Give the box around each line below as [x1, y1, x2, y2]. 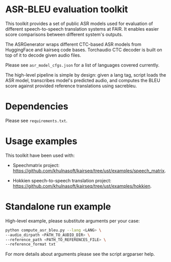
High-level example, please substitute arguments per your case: [5, 218, 140, 224]
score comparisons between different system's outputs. [5, 31, 124, 37]
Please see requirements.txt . [5, 117, 68, 124]
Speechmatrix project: [12, 162, 60, 168]
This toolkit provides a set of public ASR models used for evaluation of [5, 20, 153, 27]
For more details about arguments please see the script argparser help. [5, 251, 155, 257]
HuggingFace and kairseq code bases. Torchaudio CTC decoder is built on [5, 46, 162, 53]
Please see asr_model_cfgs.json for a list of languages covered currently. [5, 62, 160, 68]
